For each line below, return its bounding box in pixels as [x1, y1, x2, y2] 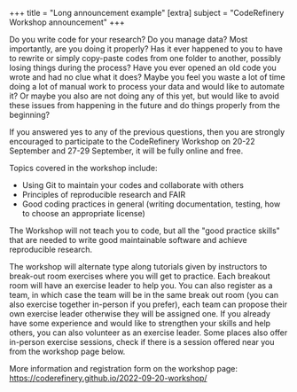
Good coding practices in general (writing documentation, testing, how [21, 199, 281, 209]
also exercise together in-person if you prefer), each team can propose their [9, 299, 288, 310]
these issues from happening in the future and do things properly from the [9, 100, 281, 110]
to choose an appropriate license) [21, 208, 146, 218]
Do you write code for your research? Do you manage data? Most [9, 35, 248, 44]
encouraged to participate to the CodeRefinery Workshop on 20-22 [9, 137, 255, 146]
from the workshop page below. [9, 346, 126, 357]
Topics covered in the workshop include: [9, 163, 158, 173]
